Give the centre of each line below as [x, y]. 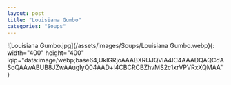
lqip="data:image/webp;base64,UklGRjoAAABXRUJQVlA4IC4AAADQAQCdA [115, 60]
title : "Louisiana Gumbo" [44, 20]
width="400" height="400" [46, 53]
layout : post [26, 13]
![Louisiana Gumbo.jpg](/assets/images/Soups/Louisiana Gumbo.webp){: [111, 46]
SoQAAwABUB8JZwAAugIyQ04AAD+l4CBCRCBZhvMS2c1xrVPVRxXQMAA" [115, 68]
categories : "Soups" [37, 26]
